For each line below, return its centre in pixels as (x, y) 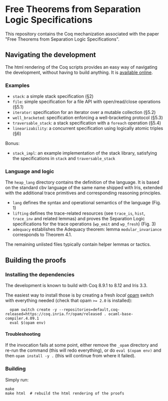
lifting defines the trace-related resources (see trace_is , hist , (79, 213)
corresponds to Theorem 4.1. (42, 235)
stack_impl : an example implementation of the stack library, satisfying (85, 153)
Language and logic (30, 171)
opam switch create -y (33, 310)
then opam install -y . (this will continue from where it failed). (70, 356)
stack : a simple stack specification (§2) (53, 96)
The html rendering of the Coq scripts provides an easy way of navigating (81, 67)
